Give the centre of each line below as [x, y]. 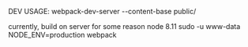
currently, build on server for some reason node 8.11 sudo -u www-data [124, 26]
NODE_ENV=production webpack [62, 35]
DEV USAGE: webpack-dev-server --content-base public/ [102, 11]
